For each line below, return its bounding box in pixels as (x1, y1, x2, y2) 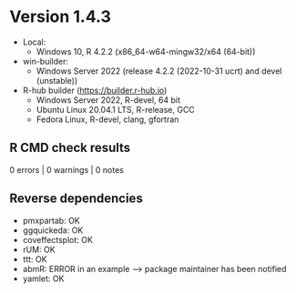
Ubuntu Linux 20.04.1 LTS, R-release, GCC (36, 104, 196, 115)
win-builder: (22, 56, 69, 66)
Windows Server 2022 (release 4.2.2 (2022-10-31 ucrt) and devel (36, 66, 282, 76)
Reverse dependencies (9, 191, 143, 207)
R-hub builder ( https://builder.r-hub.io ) (22, 85, 168, 96)
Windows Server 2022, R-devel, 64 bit (36, 94, 180, 106)
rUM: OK (22, 244, 56, 255)
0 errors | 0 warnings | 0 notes (9, 164, 125, 175)
